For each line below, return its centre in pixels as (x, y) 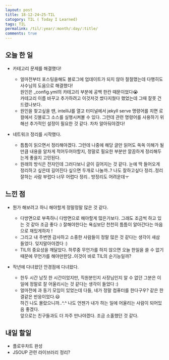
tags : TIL (16, 24)
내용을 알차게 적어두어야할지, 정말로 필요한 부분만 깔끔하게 (87, 151)
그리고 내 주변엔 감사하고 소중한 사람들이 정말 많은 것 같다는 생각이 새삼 (90, 237)
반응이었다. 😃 (47, 296)
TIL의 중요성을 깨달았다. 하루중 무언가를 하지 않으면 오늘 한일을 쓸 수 (87, 250)
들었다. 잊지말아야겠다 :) (44, 243)
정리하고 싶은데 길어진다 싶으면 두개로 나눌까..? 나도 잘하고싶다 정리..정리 (92, 170)
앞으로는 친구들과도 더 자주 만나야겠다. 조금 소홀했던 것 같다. (79, 315)
